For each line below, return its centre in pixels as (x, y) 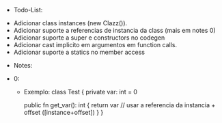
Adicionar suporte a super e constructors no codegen (89, 38)
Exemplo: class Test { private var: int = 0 (81, 92)
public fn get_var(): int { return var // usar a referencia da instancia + (120, 105)
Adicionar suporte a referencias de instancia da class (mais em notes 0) (115, 30)
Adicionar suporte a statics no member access (79, 52)
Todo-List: (28, 10)
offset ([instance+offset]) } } (64, 112)
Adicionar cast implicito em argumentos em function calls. (95, 45)
